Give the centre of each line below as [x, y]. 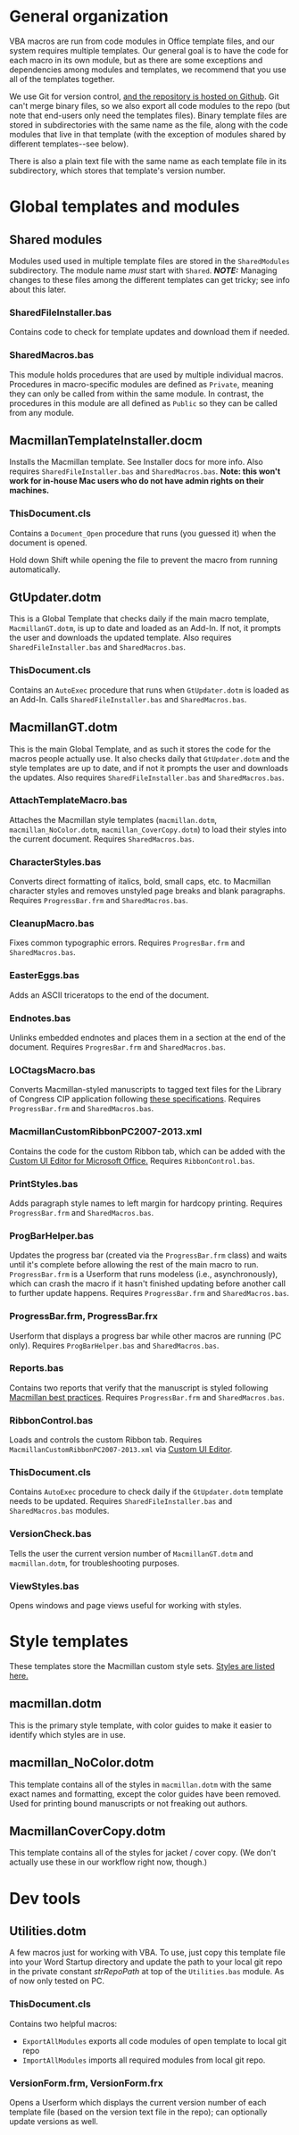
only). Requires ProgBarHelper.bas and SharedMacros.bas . [114, 1345]
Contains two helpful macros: [63, 2023]
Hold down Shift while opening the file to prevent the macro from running [144, 560]
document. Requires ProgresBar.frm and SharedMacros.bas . [117, 1047]
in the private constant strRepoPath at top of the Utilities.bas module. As [147, 1972]
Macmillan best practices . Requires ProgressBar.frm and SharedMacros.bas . [147, 1397]
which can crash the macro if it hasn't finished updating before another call [147, 1283]
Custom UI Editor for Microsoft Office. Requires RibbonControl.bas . [132, 1160]
